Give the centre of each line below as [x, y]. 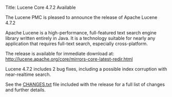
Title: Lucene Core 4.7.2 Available [41, 7]
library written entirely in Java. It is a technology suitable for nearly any [80, 38]
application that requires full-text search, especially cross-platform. [77, 44]
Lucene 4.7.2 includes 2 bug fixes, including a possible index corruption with [86, 69]
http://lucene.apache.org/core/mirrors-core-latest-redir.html [69, 59]
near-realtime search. [28, 74]
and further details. [26, 90]
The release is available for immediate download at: [60, 54]
